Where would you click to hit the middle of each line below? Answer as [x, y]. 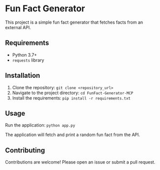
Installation [23, 76]
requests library [28, 60]
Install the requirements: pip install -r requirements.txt [71, 98]
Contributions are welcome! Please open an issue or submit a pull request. [80, 162]
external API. [18, 27]
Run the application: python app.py [40, 125]
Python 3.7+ [25, 55]
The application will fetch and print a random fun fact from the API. [73, 135]
